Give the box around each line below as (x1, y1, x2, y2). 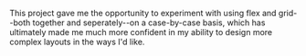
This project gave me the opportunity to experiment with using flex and (9, 8, 277, 18)
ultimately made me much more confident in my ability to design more (9, 27, 272, 37)
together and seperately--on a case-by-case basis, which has (32, 17, 266, 28)
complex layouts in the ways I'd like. (9, 36, 145, 47)
